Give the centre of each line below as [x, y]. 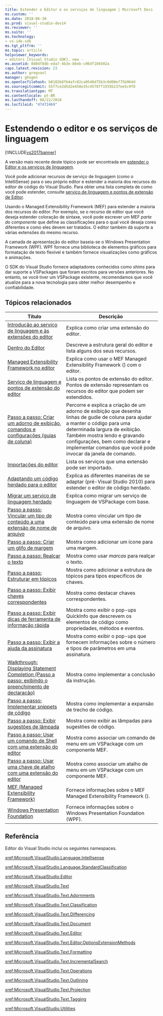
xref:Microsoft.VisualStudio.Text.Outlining [47, 980]
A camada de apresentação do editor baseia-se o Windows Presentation [78, 242]
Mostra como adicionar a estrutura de [109, 570]
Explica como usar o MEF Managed [106, 359]
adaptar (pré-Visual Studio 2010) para [111, 481]
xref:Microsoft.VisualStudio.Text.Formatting [49, 952]
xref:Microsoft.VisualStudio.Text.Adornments [50, 895]
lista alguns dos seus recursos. [101, 351]
